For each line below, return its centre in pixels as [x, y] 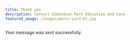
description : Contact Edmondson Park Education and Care [65, 14]
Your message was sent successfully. [44, 33]
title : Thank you [23, 10]
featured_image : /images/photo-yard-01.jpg [51, 19]
